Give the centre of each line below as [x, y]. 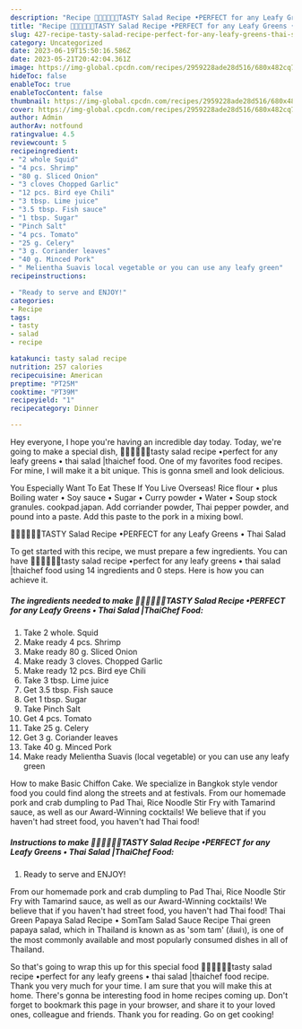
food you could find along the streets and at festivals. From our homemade [148, 793]
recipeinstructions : [49, 276]
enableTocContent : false [56, 92]
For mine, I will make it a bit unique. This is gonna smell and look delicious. [147, 471]
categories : [32, 301]
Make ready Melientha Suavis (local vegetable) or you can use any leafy [156, 756]
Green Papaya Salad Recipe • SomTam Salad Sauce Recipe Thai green [141, 920]
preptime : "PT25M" [44, 384]
